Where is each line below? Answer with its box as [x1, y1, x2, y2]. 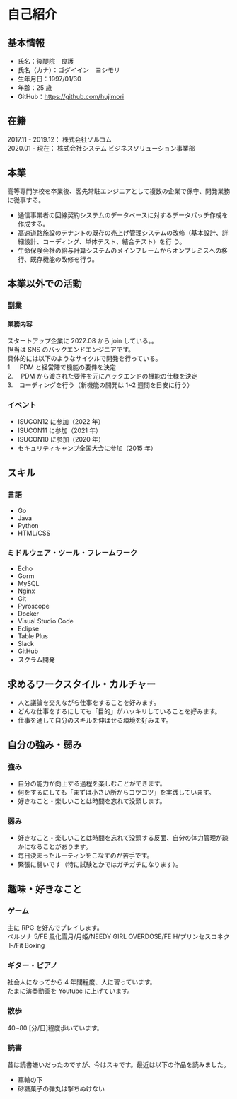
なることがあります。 [30, 843, 92, 851]
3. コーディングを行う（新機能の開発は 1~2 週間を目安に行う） [7, 381, 194, 389]
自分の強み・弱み [7, 739, 82, 751]
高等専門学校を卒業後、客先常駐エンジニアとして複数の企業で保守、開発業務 [7, 187, 231, 195]
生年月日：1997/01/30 [17, 75, 81, 83]
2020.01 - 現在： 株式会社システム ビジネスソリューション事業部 [7, 144, 196, 152]
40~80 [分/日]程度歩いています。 [7, 1023, 104, 1032]
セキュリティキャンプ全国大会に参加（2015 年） [17, 444, 157, 453]
